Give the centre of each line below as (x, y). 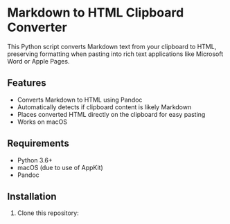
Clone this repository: (48, 213)
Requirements (38, 143)
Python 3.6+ (35, 160)
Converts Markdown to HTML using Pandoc (80, 100)
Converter (37, 27)
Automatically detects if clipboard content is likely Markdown (104, 107)
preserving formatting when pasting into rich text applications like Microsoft (115, 54)
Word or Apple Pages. (38, 61)
